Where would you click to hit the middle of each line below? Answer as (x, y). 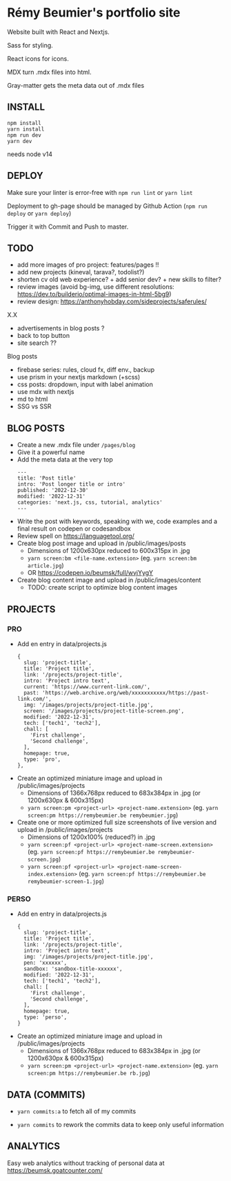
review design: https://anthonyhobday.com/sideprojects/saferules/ (112, 301)
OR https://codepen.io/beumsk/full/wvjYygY (90, 573)
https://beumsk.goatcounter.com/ (55, 1170)
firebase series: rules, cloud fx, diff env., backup (86, 370)
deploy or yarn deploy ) (39, 213)
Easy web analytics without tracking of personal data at (86, 1163)
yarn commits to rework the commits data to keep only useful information (120, 1124)
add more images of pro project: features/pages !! (88, 265)
